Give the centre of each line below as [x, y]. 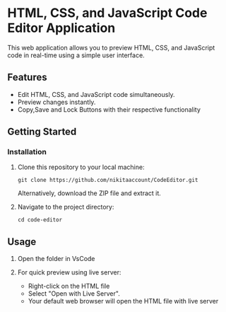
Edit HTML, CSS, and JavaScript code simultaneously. [96, 94]
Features [27, 77]
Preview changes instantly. [56, 102]
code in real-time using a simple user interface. [76, 55]
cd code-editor [40, 220]
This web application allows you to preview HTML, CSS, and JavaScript [111, 47]
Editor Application [61, 28]
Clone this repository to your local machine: [81, 167]
